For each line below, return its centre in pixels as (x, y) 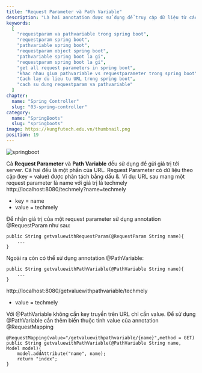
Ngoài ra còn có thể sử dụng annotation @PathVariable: (75, 258)
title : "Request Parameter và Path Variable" (64, 12)
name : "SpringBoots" (37, 118)
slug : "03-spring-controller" (49, 107)
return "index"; (38, 359)
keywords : (19, 23)
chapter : (17, 96)
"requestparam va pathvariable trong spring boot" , (83, 34)
